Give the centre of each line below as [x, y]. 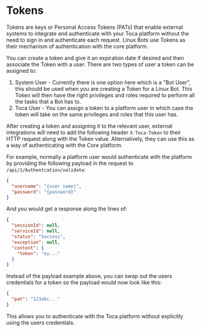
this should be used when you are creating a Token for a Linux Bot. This [103, 88]
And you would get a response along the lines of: [67, 209]
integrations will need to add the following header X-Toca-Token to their [94, 132]
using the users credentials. [40, 322]
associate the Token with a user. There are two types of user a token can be [100, 64]
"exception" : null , [36, 242]
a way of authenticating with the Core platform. [64, 145]
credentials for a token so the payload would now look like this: [84, 283]
